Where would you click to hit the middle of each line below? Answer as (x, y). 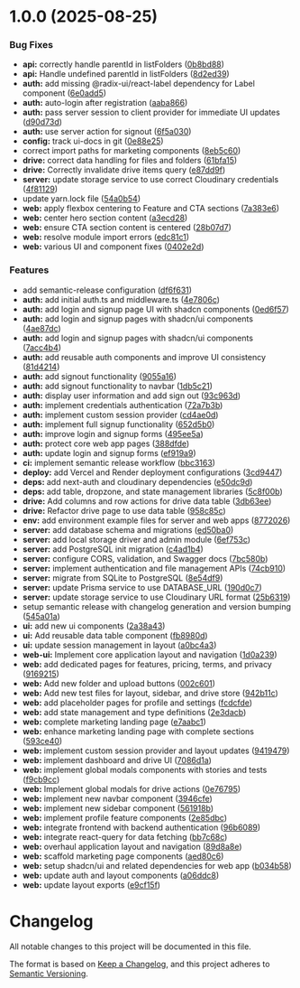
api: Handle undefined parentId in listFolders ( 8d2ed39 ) (126, 74)
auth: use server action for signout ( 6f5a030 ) (107, 132)
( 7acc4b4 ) (41, 347)
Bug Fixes (32, 45)
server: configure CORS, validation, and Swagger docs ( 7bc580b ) (145, 558)
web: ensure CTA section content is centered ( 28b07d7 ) (127, 228)
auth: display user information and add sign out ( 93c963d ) (132, 396)
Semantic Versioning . (49, 974)
